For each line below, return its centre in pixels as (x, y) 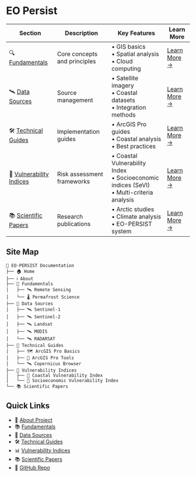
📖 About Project (33, 420)
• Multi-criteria (132, 192)
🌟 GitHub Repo (32, 468)
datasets (123, 100)
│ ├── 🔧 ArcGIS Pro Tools (40, 358)
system (122, 231)
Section (30, 33)
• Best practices (134, 146)
